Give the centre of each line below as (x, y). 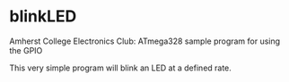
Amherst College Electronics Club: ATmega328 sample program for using (145, 41)
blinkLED (43, 16)
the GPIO (26, 50)
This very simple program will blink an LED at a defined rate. (120, 68)
